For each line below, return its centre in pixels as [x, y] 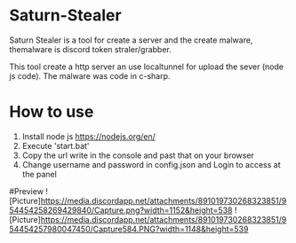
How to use [52, 112]
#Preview [27, 191]
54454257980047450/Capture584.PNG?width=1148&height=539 [129, 229]
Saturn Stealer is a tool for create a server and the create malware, [131, 40]
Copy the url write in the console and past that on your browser [138, 155]
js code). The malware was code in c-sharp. [90, 75]
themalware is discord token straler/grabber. [90, 49]
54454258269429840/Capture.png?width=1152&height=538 [121, 210]
